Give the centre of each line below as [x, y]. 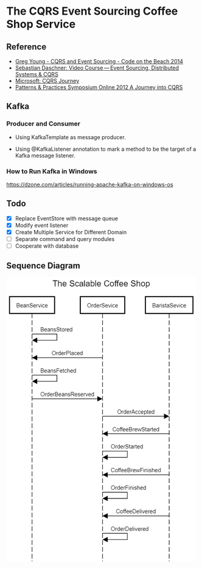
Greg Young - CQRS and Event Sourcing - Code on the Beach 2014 [99, 61]
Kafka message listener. [45, 155]
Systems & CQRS [37, 74]
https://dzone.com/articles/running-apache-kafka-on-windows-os [90, 184]
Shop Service [41, 24]
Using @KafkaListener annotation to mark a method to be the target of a [106, 149]
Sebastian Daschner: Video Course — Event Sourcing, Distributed [97, 68]
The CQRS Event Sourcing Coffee [92, 11]
